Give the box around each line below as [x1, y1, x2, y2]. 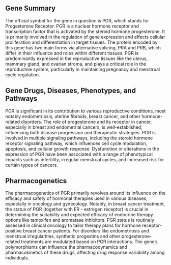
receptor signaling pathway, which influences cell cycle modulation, [5, 140, 148, 146]
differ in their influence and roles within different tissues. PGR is [5, 50, 139, 56]
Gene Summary [5, 4, 56, 13]
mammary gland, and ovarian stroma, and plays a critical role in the [5, 61, 147, 67]
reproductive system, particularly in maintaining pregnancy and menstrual [5, 66, 160, 72]
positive [5, 228, 22, 234]
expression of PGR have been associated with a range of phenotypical [5, 151, 153, 157]
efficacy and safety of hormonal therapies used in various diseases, [5, 195, 148, 201]
